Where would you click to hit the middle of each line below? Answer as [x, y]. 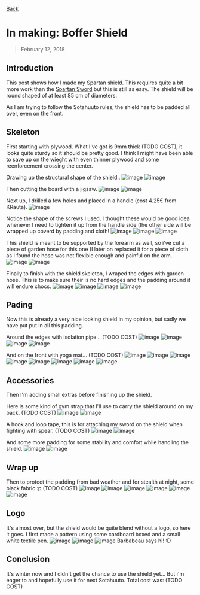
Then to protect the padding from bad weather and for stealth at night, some [100, 482]
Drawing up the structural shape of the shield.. [63, 177]
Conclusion [28, 559]
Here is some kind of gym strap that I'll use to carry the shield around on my [100, 406]
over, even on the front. [35, 113]
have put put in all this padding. [45, 326]
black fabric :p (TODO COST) [42, 488]
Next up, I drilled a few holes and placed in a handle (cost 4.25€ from [91, 201]
